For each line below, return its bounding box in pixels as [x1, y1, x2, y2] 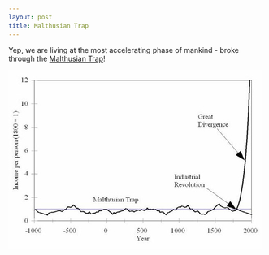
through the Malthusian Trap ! [8, 54, 106, 63]
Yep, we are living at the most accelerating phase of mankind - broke [8, 45, 240, 54]
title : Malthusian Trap [8, 21, 89, 30]
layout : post [8, 13, 53, 21]
